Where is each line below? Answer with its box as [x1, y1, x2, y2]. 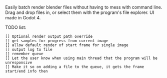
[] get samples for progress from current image [5, 38, 108, 43]
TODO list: [5, 24, 26, 30]
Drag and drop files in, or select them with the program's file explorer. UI [5, 9, 154, 15]
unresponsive [5, 60, 32, 65]
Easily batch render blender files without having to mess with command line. [5, 4, 162, 10]
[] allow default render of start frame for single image [5, 43, 128, 48]
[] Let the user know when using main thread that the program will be [5, 56, 157, 61]
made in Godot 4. [5, 15, 41, 20]
